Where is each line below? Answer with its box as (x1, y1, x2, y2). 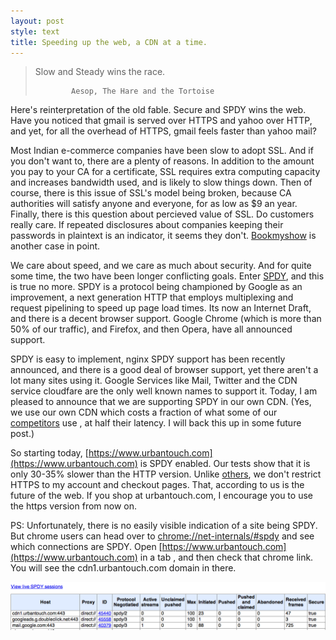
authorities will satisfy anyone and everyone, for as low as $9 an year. (10, 198, 298, 210)
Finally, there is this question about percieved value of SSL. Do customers (10, 208, 315, 220)
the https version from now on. (10, 500, 138, 512)
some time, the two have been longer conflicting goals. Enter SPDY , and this (10, 270, 325, 282)
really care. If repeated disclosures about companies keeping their (10, 219, 284, 231)
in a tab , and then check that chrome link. (139, 551, 314, 564)
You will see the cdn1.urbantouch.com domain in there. (10, 562, 237, 574)
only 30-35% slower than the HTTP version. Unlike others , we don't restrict (10, 468, 322, 480)
